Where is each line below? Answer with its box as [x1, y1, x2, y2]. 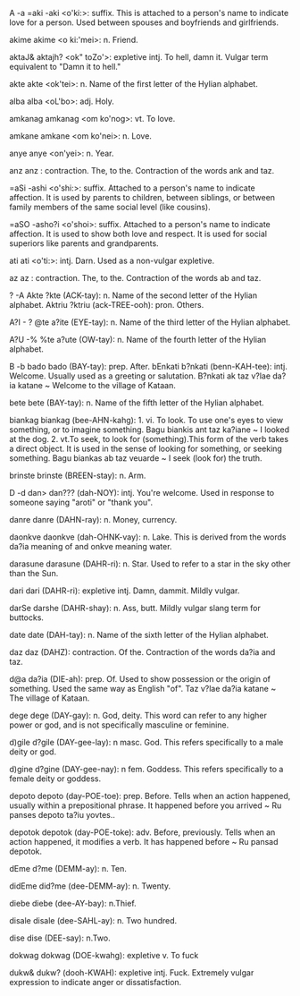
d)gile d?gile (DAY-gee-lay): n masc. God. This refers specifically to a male [9, 737, 284, 747]
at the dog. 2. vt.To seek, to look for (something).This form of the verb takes [9, 434, 288, 444]
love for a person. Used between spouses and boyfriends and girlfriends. [9, 17, 279, 28]
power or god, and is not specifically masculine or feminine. [9, 719, 229, 730]
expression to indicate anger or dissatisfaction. [9, 977, 182, 987]
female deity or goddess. [9, 773, 102, 784]
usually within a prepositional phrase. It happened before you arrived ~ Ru [9, 800, 282, 811]
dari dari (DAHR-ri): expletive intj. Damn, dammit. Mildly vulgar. [9, 585, 240, 596]
